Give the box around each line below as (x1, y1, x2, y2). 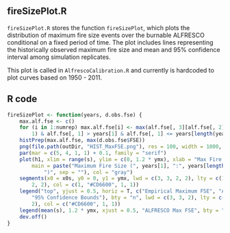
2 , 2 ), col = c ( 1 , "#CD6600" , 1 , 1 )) (31, 182, 140, 188)
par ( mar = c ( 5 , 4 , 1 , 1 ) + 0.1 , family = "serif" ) (19, 149, 167, 156)
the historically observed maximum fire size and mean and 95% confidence (7, 45, 220, 53)
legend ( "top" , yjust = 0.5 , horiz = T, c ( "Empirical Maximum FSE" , (19, 188, 216, 195)
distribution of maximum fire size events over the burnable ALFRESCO (7, 31, 205, 39)
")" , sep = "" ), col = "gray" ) (43, 169, 133, 175)
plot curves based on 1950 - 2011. (7, 73, 103, 82)
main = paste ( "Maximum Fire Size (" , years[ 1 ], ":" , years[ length (31, 162, 225, 169)
